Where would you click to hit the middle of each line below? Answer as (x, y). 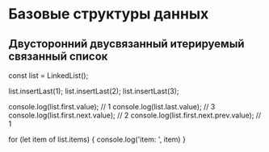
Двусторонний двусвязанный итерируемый (126, 44)
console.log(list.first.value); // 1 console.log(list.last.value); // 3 (112, 107)
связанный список (58, 56)
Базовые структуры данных (109, 14)
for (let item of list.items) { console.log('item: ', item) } (97, 139)
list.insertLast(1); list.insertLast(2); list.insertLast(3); (94, 91)
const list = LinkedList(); (48, 76)
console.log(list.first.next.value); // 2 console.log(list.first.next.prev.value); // (135, 115)
